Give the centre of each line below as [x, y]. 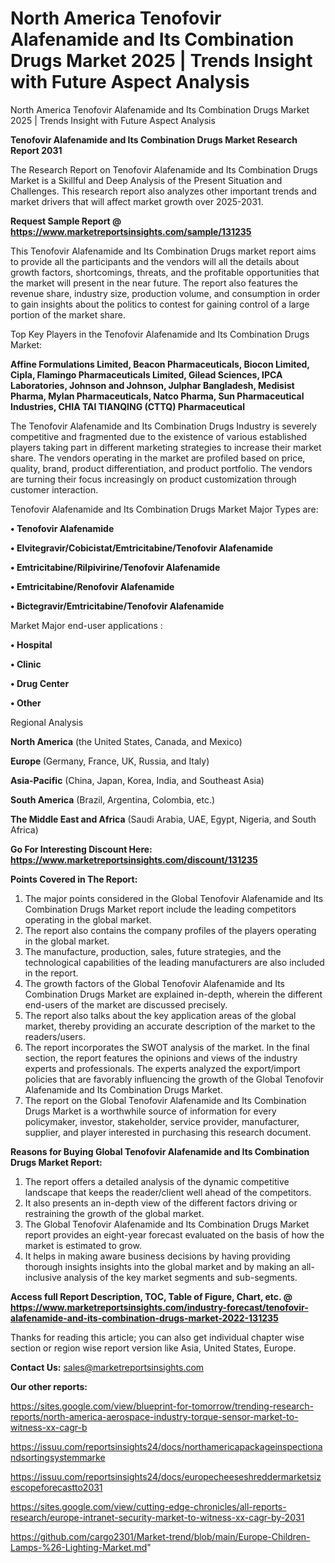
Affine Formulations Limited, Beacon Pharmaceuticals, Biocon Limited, [160, 364]
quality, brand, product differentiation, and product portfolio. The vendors [161, 468]
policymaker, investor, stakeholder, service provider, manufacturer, [162, 1121]
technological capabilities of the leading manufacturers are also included [174, 962]
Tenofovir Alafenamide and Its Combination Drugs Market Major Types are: [164, 509]
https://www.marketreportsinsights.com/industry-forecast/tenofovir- [159, 1307]
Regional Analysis [47, 722]
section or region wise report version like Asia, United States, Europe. [153, 1348]
